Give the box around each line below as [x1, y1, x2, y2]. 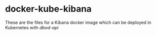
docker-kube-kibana [5, 3, 92, 15]
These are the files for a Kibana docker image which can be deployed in [5, 19, 152, 25]
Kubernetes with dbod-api [5, 24, 59, 30]
